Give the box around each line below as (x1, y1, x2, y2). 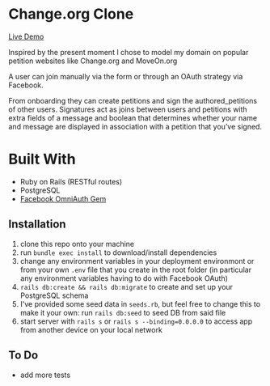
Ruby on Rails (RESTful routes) (19, 176, 123, 186)
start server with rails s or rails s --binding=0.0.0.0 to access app (19, 316, 253, 326)
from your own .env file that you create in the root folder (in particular (19, 265, 252, 274)
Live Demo (8, 32, 44, 41)
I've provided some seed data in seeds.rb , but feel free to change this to (19, 299, 261, 308)
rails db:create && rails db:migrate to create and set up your (19, 282, 233, 291)
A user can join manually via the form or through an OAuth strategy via (8, 71, 243, 81)
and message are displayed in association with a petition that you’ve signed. (8, 121, 263, 131)
